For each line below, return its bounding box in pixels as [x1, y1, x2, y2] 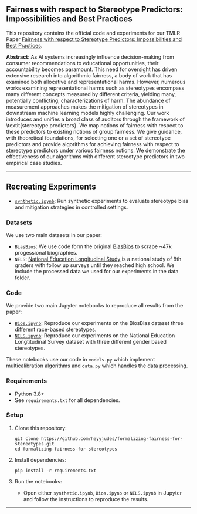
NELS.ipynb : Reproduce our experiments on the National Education [14, 332, 175, 339]
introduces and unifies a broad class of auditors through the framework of [6, 116, 185, 123]
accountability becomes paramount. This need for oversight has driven [6, 66, 178, 73]
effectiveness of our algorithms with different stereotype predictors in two [6, 153, 185, 160]
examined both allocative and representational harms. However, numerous [6, 78, 186, 85]
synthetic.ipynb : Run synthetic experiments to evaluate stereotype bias [14, 197, 189, 204]
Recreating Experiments [6, 182, 97, 192]
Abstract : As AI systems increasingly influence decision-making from [6, 53, 175, 60]
